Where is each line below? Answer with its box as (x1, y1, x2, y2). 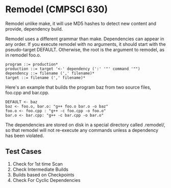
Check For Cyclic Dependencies (12, 177, 81, 183)
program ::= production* (5, 62, 58, 67)
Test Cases (5, 147, 42, 156)
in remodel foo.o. (5, 52, 41, 58)
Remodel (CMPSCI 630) (5, 4, 108, 15)
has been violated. (5, 132, 44, 139)
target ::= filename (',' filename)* (5, 75, 86, 80)
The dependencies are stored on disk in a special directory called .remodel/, (5, 121, 165, 128)
